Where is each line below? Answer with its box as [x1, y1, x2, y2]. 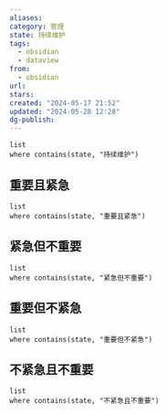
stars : [9, 90, 35, 99]
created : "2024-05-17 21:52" [9, 98, 120, 108]
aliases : [9, 13, 43, 23]
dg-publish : [9, 115, 55, 124]
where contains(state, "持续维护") [9, 150, 140, 160]
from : [9, 65, 30, 74]
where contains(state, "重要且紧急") [9, 211, 146, 220]
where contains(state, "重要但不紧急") [9, 334, 153, 344]
